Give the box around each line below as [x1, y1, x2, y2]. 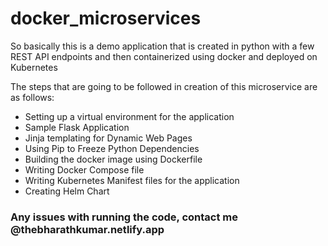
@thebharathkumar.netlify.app [10, 222, 165, 236]
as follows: [10, 91, 55, 103]
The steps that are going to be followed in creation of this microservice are [10, 80, 318, 92]
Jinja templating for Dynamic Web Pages [24, 132, 193, 144]
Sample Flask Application [24, 121, 130, 133]
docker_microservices [10, 7, 202, 30]
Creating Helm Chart [24, 185, 110, 197]
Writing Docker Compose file [24, 163, 145, 176]
